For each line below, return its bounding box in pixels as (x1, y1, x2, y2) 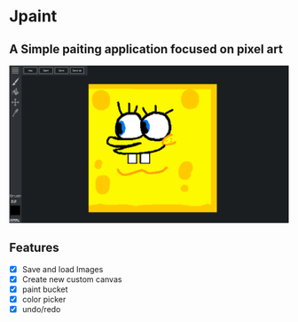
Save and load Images (21, 263, 104, 274)
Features (9, 240, 59, 255)
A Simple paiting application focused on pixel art (9, 42, 284, 57)
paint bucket (21, 284, 68, 295)
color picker (21, 294, 67, 304)
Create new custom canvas (21, 273, 122, 285)
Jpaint (9, 6, 58, 27)
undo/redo (21, 304, 61, 315)
